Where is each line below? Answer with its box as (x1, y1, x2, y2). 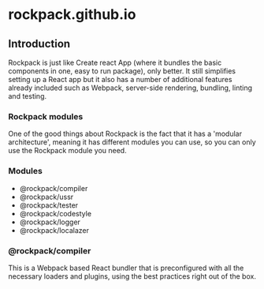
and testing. (8, 92, 47, 100)
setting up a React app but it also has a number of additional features (8, 75, 232, 84)
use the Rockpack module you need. (8, 146, 128, 156)
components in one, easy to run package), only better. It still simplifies (8, 66, 236, 76)
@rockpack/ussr (19, 192, 74, 201)
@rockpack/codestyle (19, 208, 92, 218)
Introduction (8, 37, 71, 51)
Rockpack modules (8, 111, 84, 122)
